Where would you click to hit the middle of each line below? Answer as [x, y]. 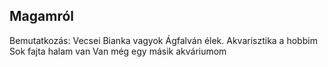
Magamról [41, 16]
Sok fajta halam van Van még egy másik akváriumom [118, 51]
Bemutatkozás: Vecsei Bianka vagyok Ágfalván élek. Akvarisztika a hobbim [163, 40]
